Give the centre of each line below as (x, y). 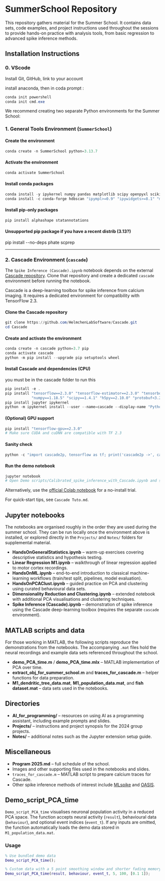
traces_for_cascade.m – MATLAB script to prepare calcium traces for (82, 774)
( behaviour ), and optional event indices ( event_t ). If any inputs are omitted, (81, 822)
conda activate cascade (29, 353)
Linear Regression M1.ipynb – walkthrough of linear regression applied (84, 563)
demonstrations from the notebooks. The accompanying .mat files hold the (81, 647)
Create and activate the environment (43, 338)
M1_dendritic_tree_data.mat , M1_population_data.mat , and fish (78, 683)
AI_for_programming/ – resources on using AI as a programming (78, 715)
